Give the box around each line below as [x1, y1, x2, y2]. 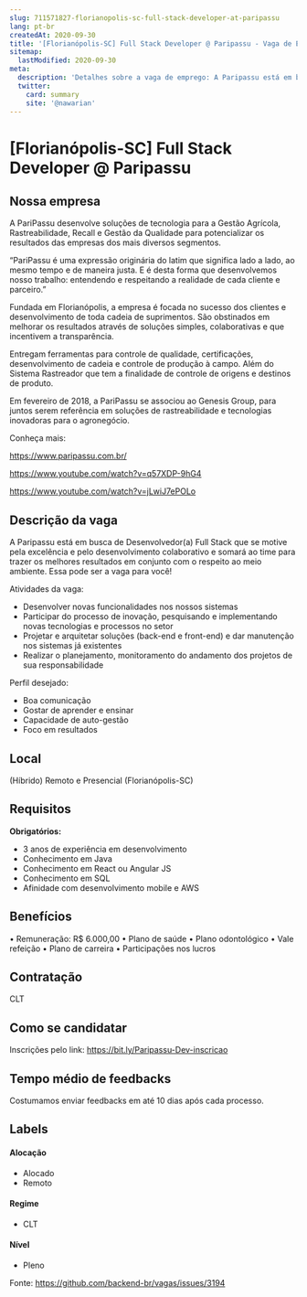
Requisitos [9, 801, 71, 817]
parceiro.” [9, 284, 47, 295]
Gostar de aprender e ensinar [22, 705, 134, 716]
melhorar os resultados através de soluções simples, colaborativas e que [9, 321, 285, 332]
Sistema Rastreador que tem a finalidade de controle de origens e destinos [9, 368, 291, 380]
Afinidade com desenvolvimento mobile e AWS [22, 882, 199, 893]
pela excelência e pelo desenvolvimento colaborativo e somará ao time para [9, 546, 296, 558]
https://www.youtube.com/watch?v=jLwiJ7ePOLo [9, 486, 196, 497]
